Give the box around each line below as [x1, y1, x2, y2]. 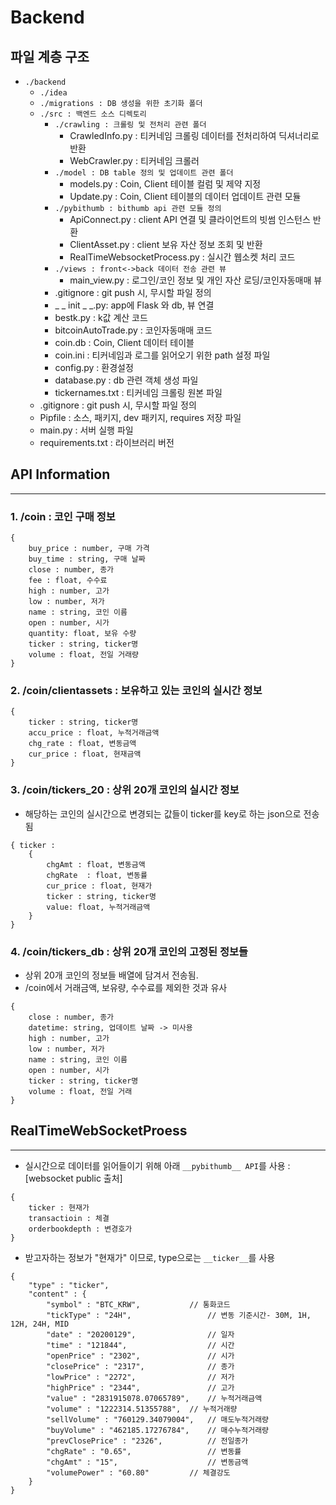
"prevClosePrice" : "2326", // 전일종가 [46, 1436, 249, 1446]
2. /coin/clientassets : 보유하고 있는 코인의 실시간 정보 [10, 684, 263, 698]
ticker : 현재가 [28, 1202, 90, 1213]
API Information [10, 466, 111, 483]
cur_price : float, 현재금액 [28, 749, 142, 760]
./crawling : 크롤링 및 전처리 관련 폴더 [54, 120, 207, 130]
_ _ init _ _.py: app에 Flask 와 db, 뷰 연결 [54, 299, 215, 311]
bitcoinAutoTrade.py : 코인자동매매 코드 [54, 324, 213, 336]
